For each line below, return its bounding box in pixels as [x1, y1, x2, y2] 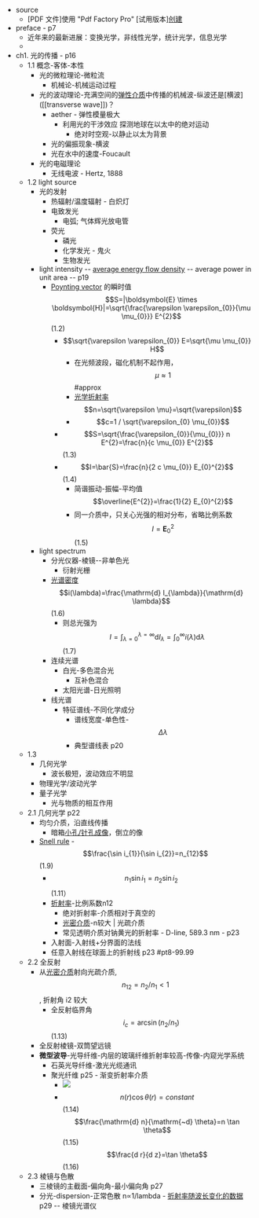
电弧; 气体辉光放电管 [62, 216, 129, 226]
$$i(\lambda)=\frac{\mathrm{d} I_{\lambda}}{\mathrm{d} [59, 588, 243, 598]
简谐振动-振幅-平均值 [74, 484, 143, 493]
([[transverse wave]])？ [38, 100, 115, 109]
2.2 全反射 [27, 957, 61, 967]
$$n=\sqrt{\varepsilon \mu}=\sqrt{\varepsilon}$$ [83, 405, 243, 414]
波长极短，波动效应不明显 [50, 769, 134, 778]
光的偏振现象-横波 [50, 139, 110, 149]
